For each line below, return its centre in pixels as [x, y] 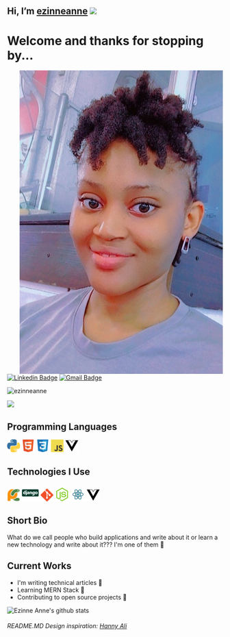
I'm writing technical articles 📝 [60, 582]
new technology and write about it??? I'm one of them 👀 [86, 545]
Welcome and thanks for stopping [105, 41]
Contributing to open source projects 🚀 [72, 597]
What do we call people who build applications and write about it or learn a [113, 537]
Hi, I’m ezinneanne [48, 11]
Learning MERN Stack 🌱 [51, 590]
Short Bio [27, 521]
